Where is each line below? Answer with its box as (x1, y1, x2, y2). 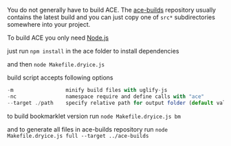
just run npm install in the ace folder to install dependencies (7, 47, 179, 55)
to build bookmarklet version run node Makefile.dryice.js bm (7, 112, 181, 120)
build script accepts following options (7, 73, 113, 82)
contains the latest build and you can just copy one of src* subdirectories (7, 13, 215, 21)
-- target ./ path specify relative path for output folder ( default (7, 99, 214, 106)
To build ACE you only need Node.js (7, 34, 109, 42)
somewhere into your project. (7, 21, 91, 28)
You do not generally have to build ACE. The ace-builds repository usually (7, 6, 217, 14)
